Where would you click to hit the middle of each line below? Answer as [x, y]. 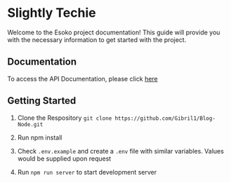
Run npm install [40, 137]
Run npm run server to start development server [87, 172]
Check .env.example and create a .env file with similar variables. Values [121, 151]
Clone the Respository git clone [65, 118]
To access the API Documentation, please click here [82, 79]
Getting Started [42, 101]
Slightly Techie [52, 13]
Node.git [30, 124]
